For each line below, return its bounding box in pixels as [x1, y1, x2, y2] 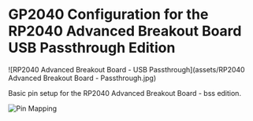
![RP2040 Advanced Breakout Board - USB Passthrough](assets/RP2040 [8, 64, 246, 74]
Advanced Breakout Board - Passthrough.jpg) [8, 73, 157, 82]
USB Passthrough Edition [8, 39, 176, 57]
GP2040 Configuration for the [8, 5, 209, 24]
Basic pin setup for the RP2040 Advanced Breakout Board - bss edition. [8, 88, 242, 97]
